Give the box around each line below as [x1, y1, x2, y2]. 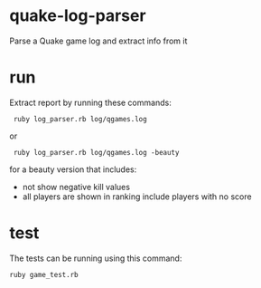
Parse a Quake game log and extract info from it [9, 35, 188, 46]
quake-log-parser [9, 5, 146, 26]
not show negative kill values [22, 181, 131, 192]
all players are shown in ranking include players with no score [22, 191, 252, 202]
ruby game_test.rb [9, 270, 79, 279]
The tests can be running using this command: [9, 253, 182, 264]
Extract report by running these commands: [9, 97, 172, 108]
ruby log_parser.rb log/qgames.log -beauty [13, 148, 180, 157]
